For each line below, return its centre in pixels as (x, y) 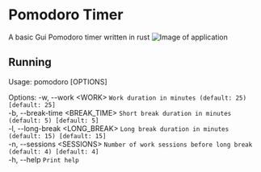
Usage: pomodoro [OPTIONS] (58, 81)
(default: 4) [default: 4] (54, 152)
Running (30, 62)
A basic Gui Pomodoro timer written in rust (79, 37)
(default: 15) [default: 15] (57, 136)
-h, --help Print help (44, 159)
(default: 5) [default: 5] (54, 121)
